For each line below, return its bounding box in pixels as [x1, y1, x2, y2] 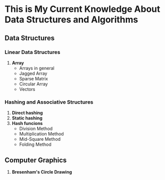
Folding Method [19, 141, 52, 147]
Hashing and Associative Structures [4, 98, 94, 105]
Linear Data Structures [4, 49, 60, 56]
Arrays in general [19, 65, 55, 71]
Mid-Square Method [19, 136, 61, 142]
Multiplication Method [19, 131, 64, 137]
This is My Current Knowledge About [4, 3, 161, 15]
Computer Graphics [4, 156, 67, 164]
